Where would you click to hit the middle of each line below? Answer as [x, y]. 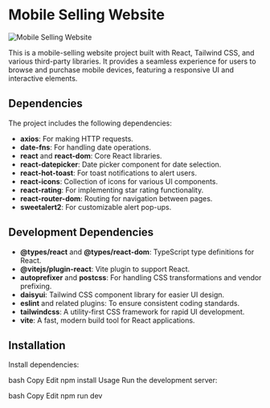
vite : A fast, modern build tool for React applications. [107, 320]
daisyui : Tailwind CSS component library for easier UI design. [122, 295]
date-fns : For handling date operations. [85, 147]
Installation [37, 345]
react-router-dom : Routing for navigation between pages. [116, 198]
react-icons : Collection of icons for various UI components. [119, 181]
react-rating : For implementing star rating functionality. [112, 190]
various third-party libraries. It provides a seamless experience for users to [132, 61]
